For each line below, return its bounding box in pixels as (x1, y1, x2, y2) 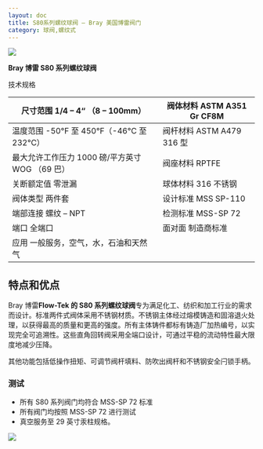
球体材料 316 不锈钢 (162, 178, 237, 189)
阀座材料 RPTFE (162, 158, 221, 169)
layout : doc (8, 11, 47, 20)
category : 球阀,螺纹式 (8, 26, 77, 34)
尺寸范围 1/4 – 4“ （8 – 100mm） (20, 105, 146, 116)
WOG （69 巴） (12, 164, 70, 175)
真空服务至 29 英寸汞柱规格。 (19, 417, 115, 426)
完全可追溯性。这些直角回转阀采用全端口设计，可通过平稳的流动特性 (14, 330, 235, 340)
